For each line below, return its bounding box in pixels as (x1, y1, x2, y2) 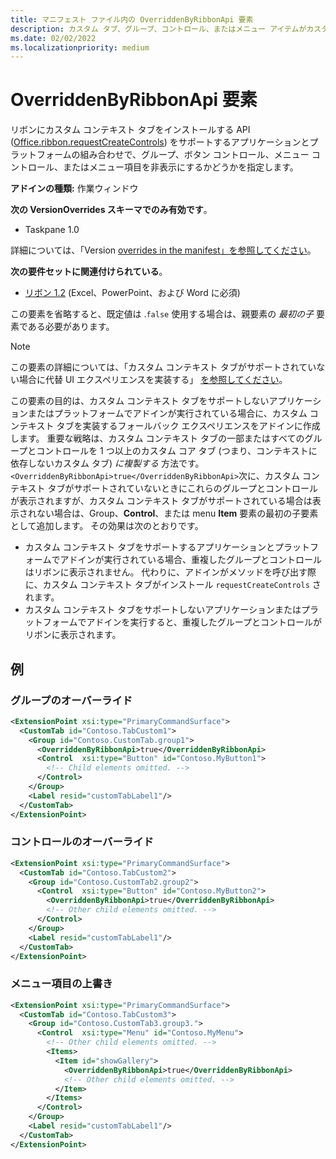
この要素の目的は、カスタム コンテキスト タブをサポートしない (10, 395, 270, 407)
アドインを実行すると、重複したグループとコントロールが (86, 616, 322, 628)
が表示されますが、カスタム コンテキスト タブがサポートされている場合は (10, 495, 313, 507)
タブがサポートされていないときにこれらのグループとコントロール (47, 482, 318, 495)
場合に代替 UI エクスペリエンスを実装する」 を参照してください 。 (18, 374, 288, 386)
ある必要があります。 (27, 321, 115, 333)
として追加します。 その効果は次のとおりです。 (10, 520, 204, 532)
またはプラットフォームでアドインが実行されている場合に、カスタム (27, 407, 308, 420)
